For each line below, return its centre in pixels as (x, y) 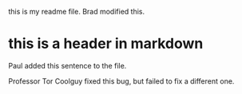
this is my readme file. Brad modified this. (77, 12)
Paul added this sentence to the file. (67, 65)
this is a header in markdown (106, 44)
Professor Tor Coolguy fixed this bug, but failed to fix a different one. (121, 81)
